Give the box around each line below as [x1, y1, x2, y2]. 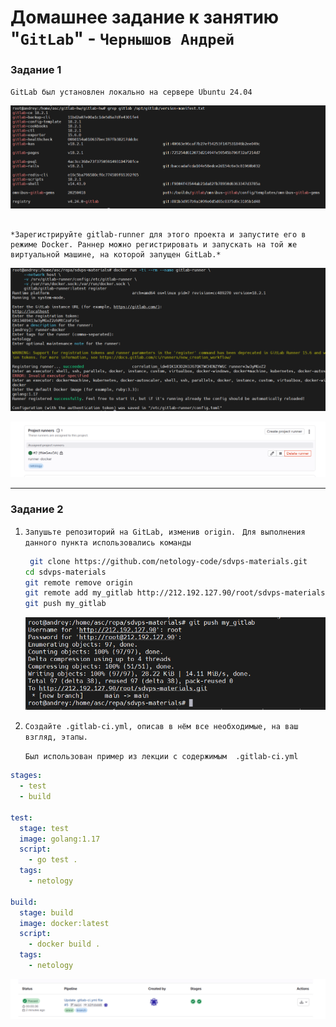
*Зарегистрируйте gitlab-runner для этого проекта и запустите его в [10, 230, 307, 240]
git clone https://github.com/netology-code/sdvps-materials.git [29, 556, 308, 566]
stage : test [19, 823, 70, 833]
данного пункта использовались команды [24, 537, 192, 548]
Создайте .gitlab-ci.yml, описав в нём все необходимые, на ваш [24, 722, 299, 732]
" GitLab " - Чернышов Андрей [10, 27, 235, 50]
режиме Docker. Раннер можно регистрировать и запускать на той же [10, 240, 298, 250]
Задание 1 [10, 63, 62, 77]
